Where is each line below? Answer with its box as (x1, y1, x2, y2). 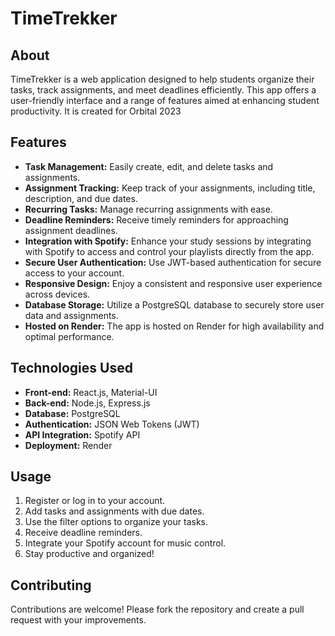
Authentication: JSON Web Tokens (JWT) (24, 418, 200, 430)
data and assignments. (24, 309, 119, 321)
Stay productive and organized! (24, 548, 155, 560)
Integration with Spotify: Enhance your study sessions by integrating (24, 235, 312, 247)
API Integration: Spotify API (24, 428, 141, 441)
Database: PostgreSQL (24, 407, 121, 419)
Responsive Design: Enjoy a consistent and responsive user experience (24, 277, 323, 289)
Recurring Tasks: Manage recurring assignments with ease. (24, 203, 273, 215)
